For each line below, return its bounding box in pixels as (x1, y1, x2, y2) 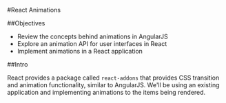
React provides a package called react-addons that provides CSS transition (7, 73, 220, 82)
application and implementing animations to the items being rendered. (7, 89, 206, 96)
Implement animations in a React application (17, 47, 143, 55)
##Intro (7, 60, 28, 68)
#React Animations (7, 6, 61, 14)
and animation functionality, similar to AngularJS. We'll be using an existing (7, 81, 220, 89)
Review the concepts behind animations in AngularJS (17, 32, 169, 41)
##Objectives (7, 19, 45, 27)
